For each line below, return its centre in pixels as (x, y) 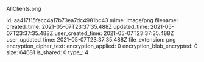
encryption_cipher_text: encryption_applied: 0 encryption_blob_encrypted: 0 (102, 46)
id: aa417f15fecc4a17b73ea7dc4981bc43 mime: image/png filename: (92, 20)
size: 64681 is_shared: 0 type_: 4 (47, 52)
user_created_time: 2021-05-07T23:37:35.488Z (114, 33)
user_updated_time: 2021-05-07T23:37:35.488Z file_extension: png (91, 39)
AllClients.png (24, 9)
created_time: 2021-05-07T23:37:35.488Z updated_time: (78, 27)
